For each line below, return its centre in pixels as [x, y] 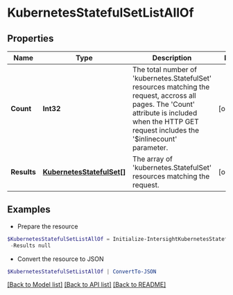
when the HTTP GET [165, 121]
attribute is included [165, 113]
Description [172, 58]
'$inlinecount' [155, 139]
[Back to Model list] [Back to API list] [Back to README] [87, 285]
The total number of [165, 69]
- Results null [31, 245]
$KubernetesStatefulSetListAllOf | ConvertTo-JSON [82, 271]
